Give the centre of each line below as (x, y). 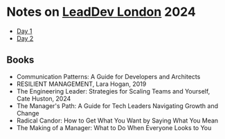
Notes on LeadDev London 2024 (101, 12)
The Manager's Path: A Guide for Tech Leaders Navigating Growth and (117, 106)
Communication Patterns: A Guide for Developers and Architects (108, 76)
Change (28, 113)
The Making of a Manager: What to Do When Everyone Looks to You (114, 127)
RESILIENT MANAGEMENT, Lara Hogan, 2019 (81, 84)
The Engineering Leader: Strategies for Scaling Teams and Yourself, (113, 91)
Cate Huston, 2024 (44, 98)
